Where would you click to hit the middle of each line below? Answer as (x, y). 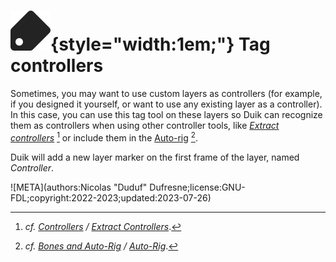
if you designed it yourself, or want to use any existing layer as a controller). (166, 104)
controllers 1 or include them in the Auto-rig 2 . (104, 137)
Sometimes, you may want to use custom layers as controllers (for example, (166, 93)
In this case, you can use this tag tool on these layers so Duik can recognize (166, 114)
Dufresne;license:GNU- (197, 187)
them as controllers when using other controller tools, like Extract (145, 125)
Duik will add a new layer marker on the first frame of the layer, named (155, 157)
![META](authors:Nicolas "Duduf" (79, 187)
